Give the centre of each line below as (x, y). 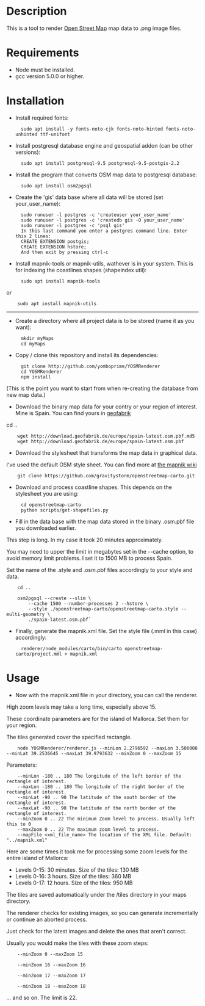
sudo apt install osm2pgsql (57, 186)
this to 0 (19, 824)
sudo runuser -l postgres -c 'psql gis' (73, 225)
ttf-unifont (55, 134)
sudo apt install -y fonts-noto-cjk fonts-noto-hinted (92, 129)
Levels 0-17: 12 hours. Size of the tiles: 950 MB (74, 883)
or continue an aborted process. (47, 919)
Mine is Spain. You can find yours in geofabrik (73, 413)
